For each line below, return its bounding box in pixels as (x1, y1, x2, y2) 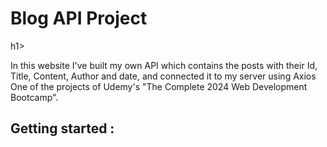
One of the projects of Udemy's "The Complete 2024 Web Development (10, 80, 308, 92)
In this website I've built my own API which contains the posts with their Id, (10, 59, 318, 71)
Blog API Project (10, 7, 148, 30)
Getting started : (10, 120, 115, 137)
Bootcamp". (10, 91, 59, 103)
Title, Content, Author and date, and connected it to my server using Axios (10, 70, 317, 82)
